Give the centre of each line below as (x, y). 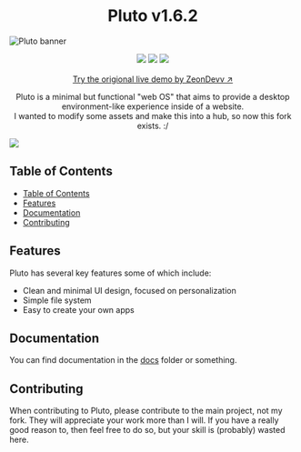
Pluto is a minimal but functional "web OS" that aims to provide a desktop (153, 96)
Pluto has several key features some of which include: (110, 273)
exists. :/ (153, 126)
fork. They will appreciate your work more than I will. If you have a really (144, 420)
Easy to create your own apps (78, 309)
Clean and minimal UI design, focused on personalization (129, 290)
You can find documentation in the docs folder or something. (123, 360)
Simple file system (57, 300)
